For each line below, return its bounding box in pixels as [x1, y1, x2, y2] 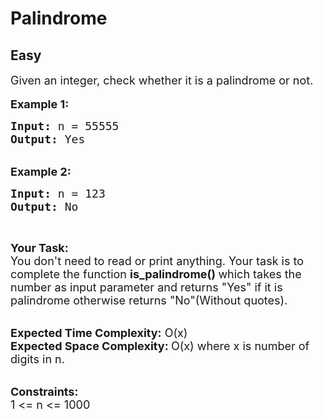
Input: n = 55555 [10, 119, 120, 133]
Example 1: [10, 97, 70, 111]
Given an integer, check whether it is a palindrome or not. [10, 73, 314, 87]
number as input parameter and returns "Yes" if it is [10, 280, 283, 294]
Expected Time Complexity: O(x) [10, 326, 188, 340]
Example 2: [10, 165, 72, 179]
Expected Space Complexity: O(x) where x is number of [10, 339, 310, 353]
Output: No [10, 200, 79, 214]
